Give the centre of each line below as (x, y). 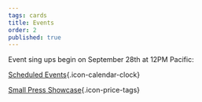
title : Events (31, 23)
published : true (35, 37)
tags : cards (28, 15)
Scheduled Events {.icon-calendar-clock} (74, 75)
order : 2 (22, 30)
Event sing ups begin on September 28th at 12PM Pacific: (101, 60)
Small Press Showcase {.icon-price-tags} (74, 90)
